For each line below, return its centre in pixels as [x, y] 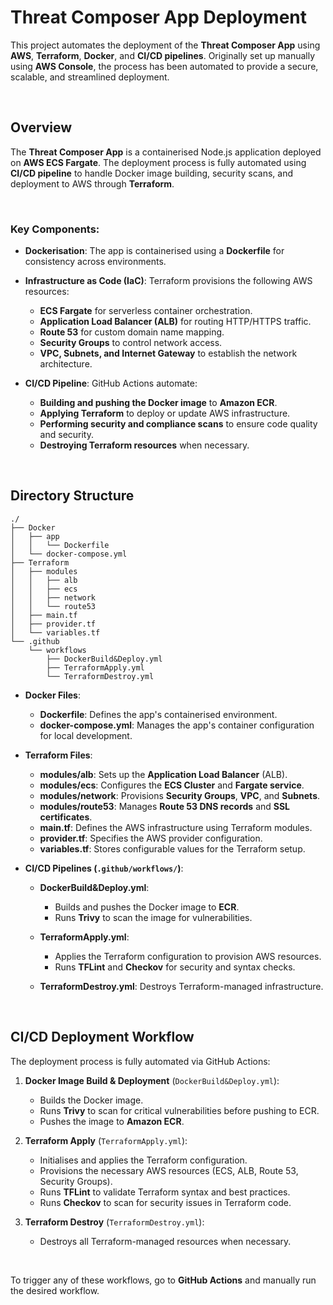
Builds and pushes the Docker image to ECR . [147, 907]
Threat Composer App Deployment [159, 17]
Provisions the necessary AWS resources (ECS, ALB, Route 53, [169, 1170]
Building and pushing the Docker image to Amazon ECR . [158, 403]
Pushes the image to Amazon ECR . [112, 1121]
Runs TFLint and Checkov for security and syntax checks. [175, 967]
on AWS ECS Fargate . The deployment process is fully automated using [158, 162]
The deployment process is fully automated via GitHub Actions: [140, 1061]
